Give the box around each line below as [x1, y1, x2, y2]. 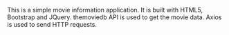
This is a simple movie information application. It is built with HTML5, [7, 6, 203, 14]
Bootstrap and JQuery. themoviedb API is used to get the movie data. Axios [7, 13, 222, 21]
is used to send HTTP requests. [7, 21, 97, 28]
